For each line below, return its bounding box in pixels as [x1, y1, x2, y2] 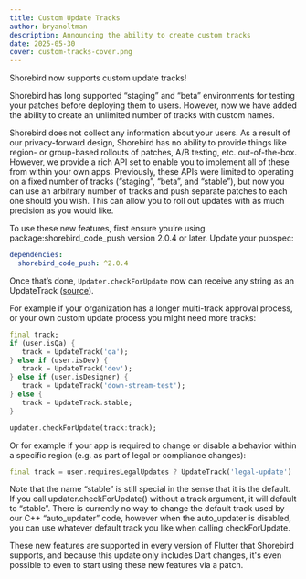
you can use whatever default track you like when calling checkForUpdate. [9, 522, 290, 533]
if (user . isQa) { [9, 338, 76, 348]
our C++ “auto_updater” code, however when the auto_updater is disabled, [9, 513, 292, 524]
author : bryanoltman [9, 22, 89, 31]
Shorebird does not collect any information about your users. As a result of [9, 127, 290, 138]
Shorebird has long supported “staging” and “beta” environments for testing [9, 91, 295, 102]
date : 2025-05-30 [9, 38, 76, 48]
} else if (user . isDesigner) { [9, 372, 129, 382]
